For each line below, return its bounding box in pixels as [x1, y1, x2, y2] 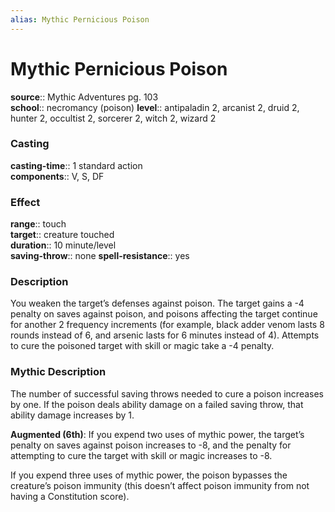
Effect [10, 195, 41, 209]
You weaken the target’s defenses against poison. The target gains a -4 [10, 297, 305, 310]
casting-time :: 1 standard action [10, 159, 143, 171]
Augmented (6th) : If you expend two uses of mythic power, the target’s [10, 428, 305, 440]
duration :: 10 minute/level [10, 239, 117, 251]
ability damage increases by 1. [10, 409, 135, 421]
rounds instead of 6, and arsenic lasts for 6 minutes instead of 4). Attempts [10, 329, 320, 341]
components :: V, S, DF [10, 170, 105, 182]
